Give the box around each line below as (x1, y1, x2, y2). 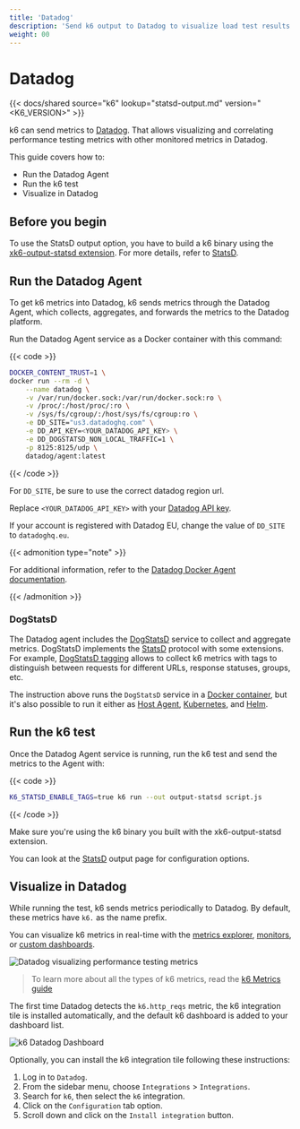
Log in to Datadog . (21, 1072, 88, 1082)
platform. (9, 315, 43, 327)
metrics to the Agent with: (9, 758, 105, 769)
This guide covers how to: (9, 151, 106, 162)
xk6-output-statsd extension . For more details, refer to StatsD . (9, 247, 239, 258)
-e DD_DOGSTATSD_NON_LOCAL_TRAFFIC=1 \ (25, 435, 175, 444)
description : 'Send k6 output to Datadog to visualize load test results (9, 22, 291, 30)
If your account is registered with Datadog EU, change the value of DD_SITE (9, 520, 286, 530)
